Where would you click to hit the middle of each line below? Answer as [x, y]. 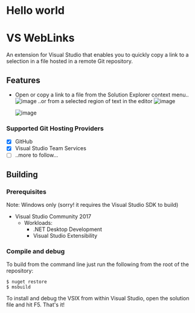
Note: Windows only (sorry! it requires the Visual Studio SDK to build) [92, 205]
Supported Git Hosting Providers [55, 128]
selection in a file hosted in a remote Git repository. [70, 62]
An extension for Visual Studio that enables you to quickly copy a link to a [97, 55]
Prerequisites [26, 192]
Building [22, 175]
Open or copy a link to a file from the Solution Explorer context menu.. [102, 95]
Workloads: [38, 223]
